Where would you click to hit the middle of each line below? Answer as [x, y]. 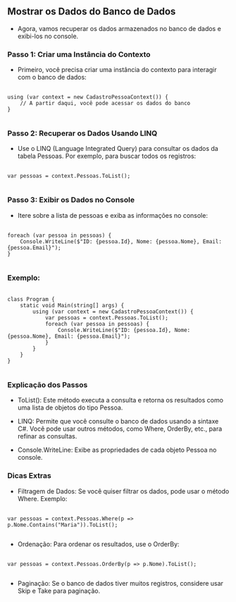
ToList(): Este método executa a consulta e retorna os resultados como [120, 400]
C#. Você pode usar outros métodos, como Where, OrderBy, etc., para [120, 429]
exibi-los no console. [48, 36]
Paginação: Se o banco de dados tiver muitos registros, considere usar [120, 583]
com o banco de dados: [52, 78]
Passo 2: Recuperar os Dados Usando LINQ [82, 133]
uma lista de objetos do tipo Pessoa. [70, 407]
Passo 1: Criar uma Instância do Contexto [79, 54]
